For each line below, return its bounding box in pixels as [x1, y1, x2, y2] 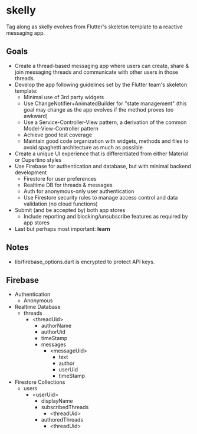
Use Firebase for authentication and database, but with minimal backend [14, 162, 192, 169]
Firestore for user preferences [23, 175, 97, 182]
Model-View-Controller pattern [23, 125, 98, 132]
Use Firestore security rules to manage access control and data [23, 194, 178, 201]
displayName [41, 397, 73, 404]
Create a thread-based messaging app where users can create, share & [14, 62, 189, 69]
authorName [41, 322, 72, 329]
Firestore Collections [14, 378, 65, 386]
